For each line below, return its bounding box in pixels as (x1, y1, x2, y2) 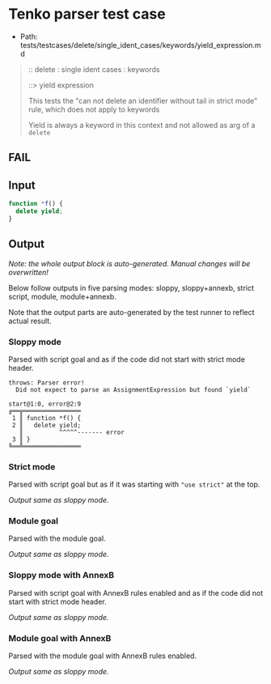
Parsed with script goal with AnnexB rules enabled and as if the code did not (8, 588, 264, 597)
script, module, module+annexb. (8, 291, 117, 301)
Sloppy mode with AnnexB (8, 570, 115, 581)
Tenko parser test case (8, 5, 166, 23)
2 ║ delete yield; (11, 421, 82, 429)
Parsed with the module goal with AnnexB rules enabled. (8, 651, 197, 661)
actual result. (8, 316, 52, 325)
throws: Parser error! (8, 378, 85, 387)
